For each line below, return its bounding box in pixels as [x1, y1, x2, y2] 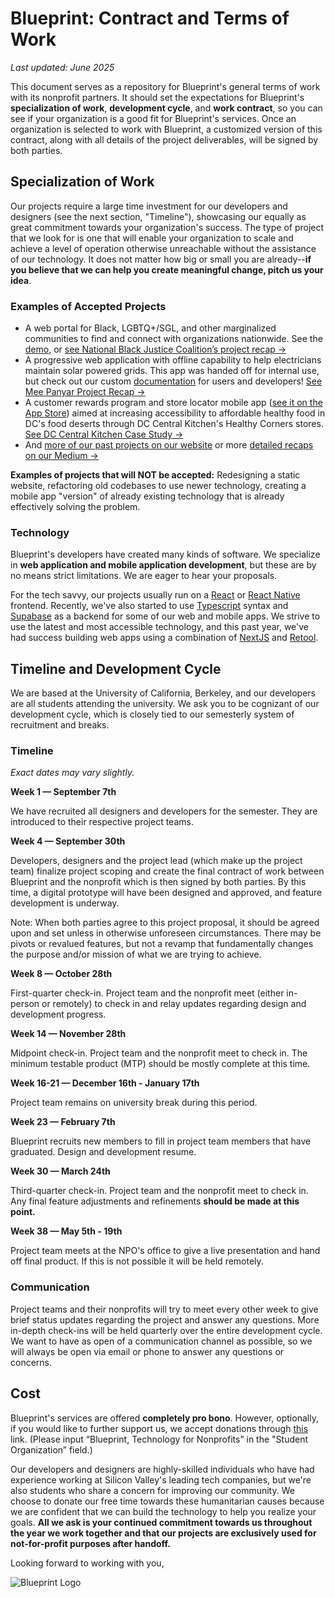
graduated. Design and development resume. [10, 1146, 197, 1158]
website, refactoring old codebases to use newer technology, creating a [10, 480, 307, 492]
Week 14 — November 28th [10, 1028, 127, 1040]
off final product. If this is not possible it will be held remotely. [10, 1255, 264, 1267]
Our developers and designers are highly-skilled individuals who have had [10, 1463, 315, 1475]
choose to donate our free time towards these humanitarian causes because [10, 1495, 325, 1507]
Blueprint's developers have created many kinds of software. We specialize [10, 548, 321, 561]
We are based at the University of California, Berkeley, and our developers [10, 687, 316, 699]
